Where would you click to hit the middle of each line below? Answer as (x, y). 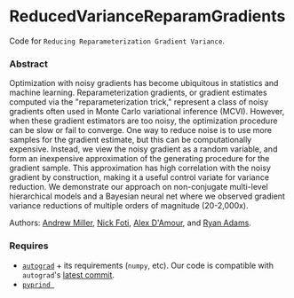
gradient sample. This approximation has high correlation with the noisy (140, 168)
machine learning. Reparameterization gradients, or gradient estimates (139, 93)
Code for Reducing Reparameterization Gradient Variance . (117, 41)
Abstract (29, 64)
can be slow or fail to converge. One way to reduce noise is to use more (141, 130)
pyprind (36, 285)
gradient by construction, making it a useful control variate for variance (139, 177)
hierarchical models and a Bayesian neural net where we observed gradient (147, 196)
